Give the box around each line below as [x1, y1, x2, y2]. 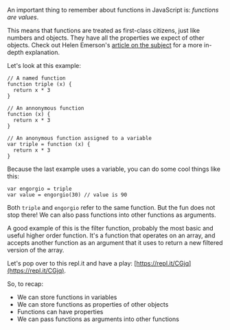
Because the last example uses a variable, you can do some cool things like [7, 165, 221, 173]
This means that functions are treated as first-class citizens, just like [7, 27, 200, 34]
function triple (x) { [7, 81, 72, 88]
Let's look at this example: [7, 62, 81, 69]
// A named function [7, 75, 67, 82]
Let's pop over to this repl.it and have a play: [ [7, 259, 137, 267]
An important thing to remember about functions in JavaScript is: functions [7, 6, 219, 14]
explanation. [25, 48, 60, 56]
